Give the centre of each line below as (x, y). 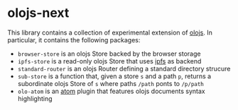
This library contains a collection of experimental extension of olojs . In (110, 32)
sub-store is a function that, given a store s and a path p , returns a (114, 76)
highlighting (35, 98)
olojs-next (38, 13)
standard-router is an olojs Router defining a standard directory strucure (124, 68)
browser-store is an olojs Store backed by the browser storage (109, 54)
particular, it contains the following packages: (74, 39)
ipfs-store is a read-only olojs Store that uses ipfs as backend (109, 61)
